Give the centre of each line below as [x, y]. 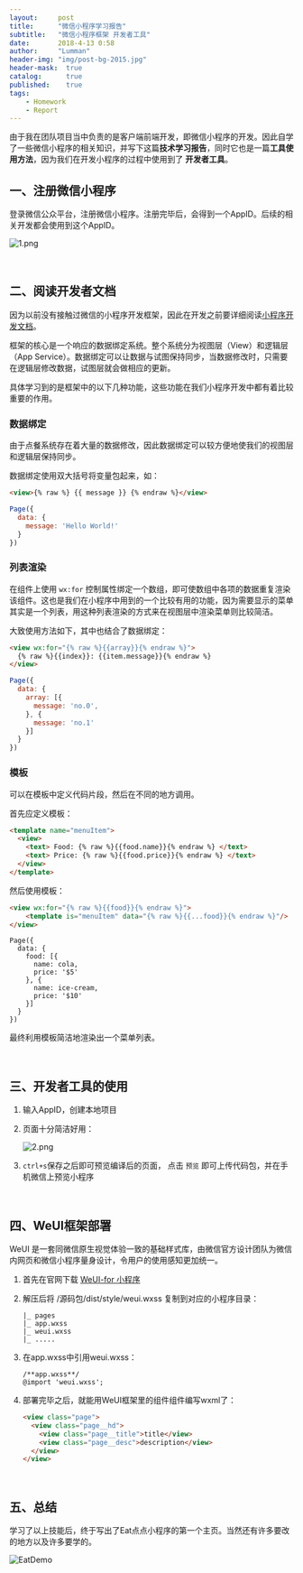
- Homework [46, 102]
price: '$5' [55, 972]
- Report [42, 110]
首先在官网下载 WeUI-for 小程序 [81, 1280]
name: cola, [55, 965]
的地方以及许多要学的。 [53, 1542]
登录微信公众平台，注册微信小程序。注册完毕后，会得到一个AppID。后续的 [147, 214]
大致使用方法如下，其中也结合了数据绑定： [88, 630]
